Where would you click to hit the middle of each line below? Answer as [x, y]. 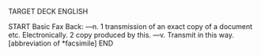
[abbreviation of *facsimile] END [61, 43]
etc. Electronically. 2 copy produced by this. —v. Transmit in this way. [121, 35]
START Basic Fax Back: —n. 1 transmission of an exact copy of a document [130, 26]
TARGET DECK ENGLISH [48, 11]
